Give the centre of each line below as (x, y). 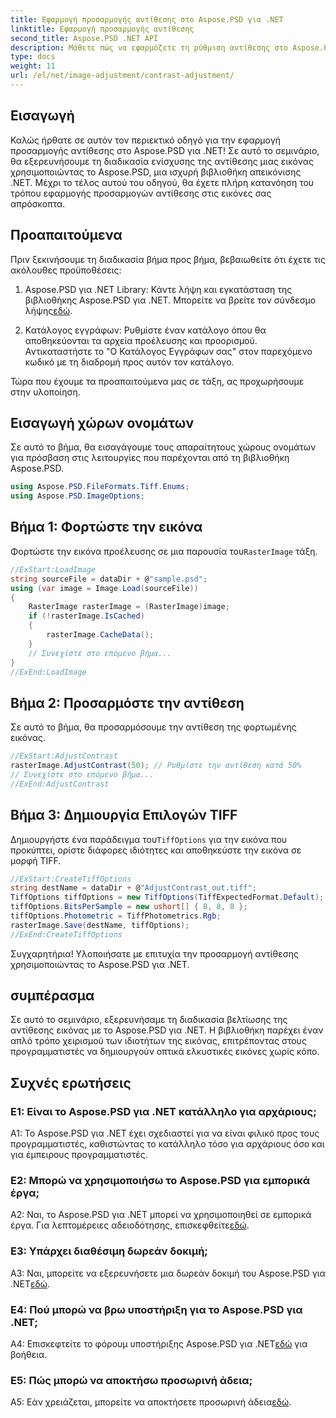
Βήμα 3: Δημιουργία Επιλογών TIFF (124, 815)
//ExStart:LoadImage (53, 569)
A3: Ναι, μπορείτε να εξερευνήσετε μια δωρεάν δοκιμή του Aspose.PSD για (168, 1273)
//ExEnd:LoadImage (48, 672)
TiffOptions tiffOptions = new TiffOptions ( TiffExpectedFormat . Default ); (167, 897)
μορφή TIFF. (36, 860)
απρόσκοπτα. (38, 203)
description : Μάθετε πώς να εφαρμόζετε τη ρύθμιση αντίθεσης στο (149, 47)
